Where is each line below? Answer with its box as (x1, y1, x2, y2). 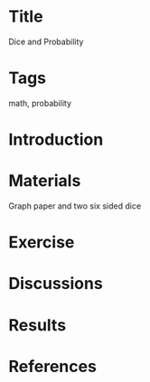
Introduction (8, 129, 104, 150)
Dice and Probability (8, 36, 84, 47)
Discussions (8, 274, 103, 294)
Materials (8, 171, 81, 191)
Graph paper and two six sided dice (8, 200, 142, 211)
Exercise (8, 232, 75, 253)
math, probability (8, 98, 71, 108)
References (8, 356, 97, 377)
